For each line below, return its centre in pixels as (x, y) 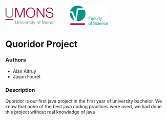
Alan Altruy (25, 71)
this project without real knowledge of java (50, 112)
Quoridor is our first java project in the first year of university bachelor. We (84, 101)
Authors (16, 60)
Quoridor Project (41, 44)
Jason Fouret (27, 76)
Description (20, 90)
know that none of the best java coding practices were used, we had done (84, 107)
